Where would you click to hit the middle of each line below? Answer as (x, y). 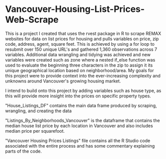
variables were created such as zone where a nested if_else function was (80, 60)
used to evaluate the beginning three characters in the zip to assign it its (79, 65)
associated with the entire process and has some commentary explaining (80, 146)
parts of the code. (24, 151)
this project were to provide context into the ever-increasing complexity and (83, 76)
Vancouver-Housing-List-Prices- (75, 9)
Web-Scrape (32, 20)
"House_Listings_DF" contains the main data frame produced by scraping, (81, 105)
